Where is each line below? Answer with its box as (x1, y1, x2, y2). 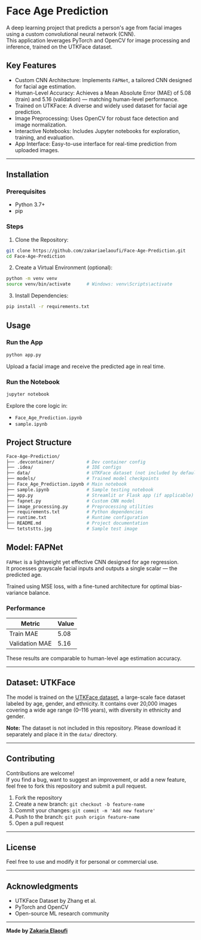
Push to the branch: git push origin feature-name (14, 813, 141, 820)
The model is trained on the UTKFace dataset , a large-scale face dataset (6, 694, 185, 701)
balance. (29, 589, 50, 596)
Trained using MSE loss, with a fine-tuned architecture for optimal (6, 583, 169, 590)
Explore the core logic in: (6, 402, 68, 409)
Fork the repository (14, 794, 63, 801)
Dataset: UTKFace (6, 677, 76, 688)
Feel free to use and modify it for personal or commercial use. (6, 858, 159, 866)
